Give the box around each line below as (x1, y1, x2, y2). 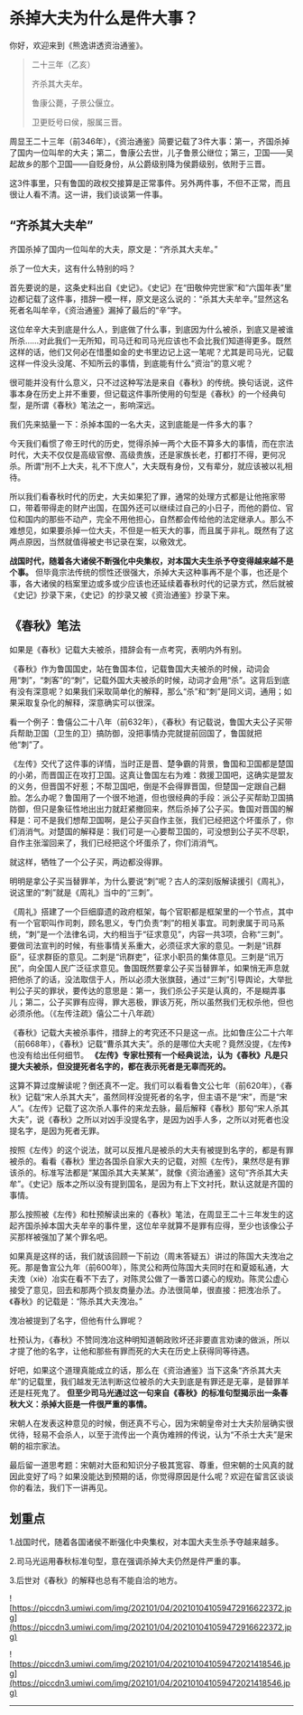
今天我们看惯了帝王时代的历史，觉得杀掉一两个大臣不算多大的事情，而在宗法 (9, 437, 294, 448)
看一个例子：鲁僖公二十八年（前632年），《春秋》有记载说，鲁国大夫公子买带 (9, 716, 293, 727)
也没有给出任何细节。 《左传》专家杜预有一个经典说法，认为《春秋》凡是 (9, 1049, 280, 1060)
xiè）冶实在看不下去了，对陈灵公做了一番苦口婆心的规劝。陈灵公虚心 (32, 1273, 289, 1284)
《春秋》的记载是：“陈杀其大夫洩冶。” (9, 1296, 142, 1307)
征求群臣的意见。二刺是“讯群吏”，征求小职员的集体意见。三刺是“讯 (28, 951, 277, 962)
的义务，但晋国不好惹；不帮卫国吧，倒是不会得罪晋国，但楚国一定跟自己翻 (9, 781, 286, 792)
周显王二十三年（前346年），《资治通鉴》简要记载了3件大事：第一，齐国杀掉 (9, 136, 290, 146)
